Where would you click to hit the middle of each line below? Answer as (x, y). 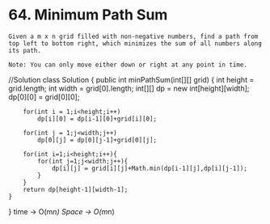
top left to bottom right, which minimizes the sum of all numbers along (135, 43)
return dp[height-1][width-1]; (76, 189)
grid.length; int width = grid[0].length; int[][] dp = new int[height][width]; (129, 88)
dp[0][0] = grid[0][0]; (44, 97)
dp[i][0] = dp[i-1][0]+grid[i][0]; (97, 119)
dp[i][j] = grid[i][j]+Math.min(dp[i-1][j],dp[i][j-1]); (150, 168)
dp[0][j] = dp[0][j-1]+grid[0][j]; (97, 140)
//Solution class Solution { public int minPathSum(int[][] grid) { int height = (131, 79)
